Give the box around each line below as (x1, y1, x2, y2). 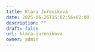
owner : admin (6, 36, 39, 42)
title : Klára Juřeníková (6, 8, 68, 15)
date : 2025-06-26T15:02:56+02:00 (6, 14, 90, 20)
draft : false (6, 25, 39, 32)
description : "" (6, 20, 47, 26)
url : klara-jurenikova (6, 31, 63, 37)
